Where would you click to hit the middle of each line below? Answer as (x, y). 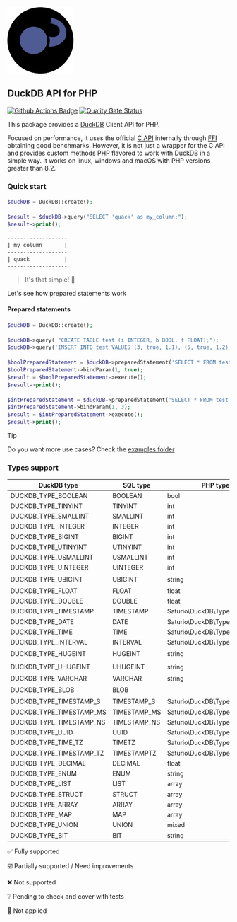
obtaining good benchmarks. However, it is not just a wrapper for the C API (116, 145)
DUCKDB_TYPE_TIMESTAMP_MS (59, 712)
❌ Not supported (32, 882)
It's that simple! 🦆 (50, 280)
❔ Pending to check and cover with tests (66, 896)
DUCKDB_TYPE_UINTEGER (50, 567)
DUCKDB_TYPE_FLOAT (44, 591)
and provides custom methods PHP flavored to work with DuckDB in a (109, 153)
